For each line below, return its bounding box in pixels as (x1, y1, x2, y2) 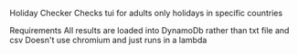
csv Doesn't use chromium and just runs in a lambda (9, 35, 208, 45)
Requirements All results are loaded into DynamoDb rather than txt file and (9, 25, 290, 35)
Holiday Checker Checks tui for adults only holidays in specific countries (9, 8, 283, 18)
